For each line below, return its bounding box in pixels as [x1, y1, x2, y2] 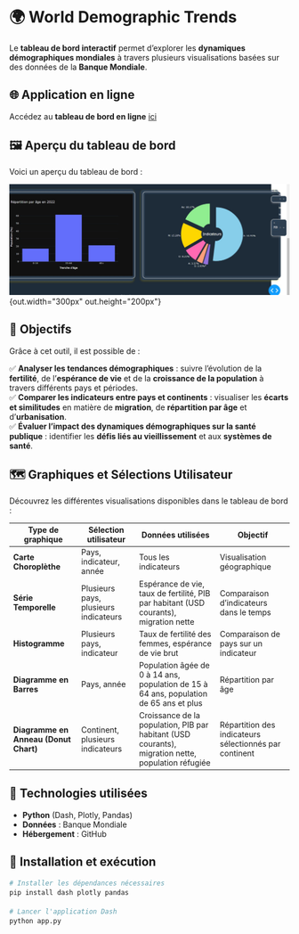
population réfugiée [139, 758, 211, 768]
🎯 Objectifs [9, 322, 72, 337]
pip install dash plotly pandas [9, 889, 129, 897]
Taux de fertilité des [139, 628, 212, 639]
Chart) [12, 743, 38, 754]
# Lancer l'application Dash [9, 907, 117, 916]
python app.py [9, 916, 62, 925]
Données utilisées [141, 529, 210, 540]
